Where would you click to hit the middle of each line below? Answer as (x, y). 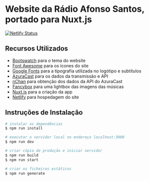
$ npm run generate (25, 173)
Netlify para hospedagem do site (45, 97)
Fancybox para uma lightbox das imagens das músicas (68, 87)
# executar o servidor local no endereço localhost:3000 (65, 137)
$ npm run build (22, 155)
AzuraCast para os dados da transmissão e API (60, 76)
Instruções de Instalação (44, 112)
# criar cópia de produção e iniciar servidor (54, 151)
